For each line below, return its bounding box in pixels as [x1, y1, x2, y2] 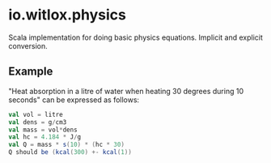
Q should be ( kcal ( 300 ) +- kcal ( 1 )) [8, 148, 132, 157]
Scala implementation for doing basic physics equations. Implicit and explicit [8, 32, 263, 42]
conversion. [8, 41, 48, 50]
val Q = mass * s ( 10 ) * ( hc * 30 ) [8, 140, 125, 149]
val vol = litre [8, 110, 63, 118]
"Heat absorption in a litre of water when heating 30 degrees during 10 [8, 86, 244, 96]
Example [8, 65, 53, 79]
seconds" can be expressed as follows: [8, 95, 140, 105]
